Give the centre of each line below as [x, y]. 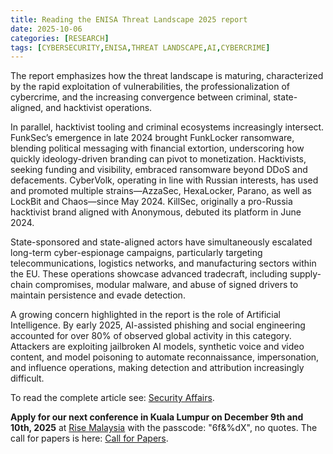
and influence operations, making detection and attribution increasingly [157, 368]
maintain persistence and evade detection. [98, 295]
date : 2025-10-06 [46, 29]
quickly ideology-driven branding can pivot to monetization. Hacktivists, [158, 159]
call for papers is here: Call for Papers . [89, 438]
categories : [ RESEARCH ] [60, 38]
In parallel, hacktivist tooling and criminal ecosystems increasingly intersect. [167, 127]
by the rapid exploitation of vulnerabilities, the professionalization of [150, 87]
